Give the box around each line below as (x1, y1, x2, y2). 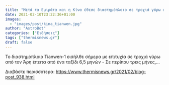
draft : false (5, 40, 33, 45)
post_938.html (5, 73, 35, 80)
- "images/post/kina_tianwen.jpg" (10, 21, 82, 26)
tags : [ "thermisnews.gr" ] (5, 35, 59, 40)
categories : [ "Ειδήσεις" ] (5, 30, 59, 35)
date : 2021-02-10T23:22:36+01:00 (5, 12, 75, 17)
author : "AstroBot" (5, 26, 46, 31)
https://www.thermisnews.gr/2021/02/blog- (55, 68, 146, 74)
